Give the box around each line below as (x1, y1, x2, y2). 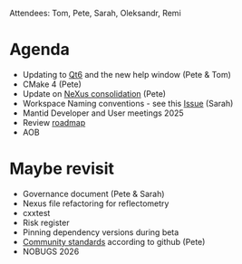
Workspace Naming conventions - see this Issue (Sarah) (22, 98, 234, 108)
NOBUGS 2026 (22, 246, 80, 257)
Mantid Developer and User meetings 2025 (22, 108, 184, 118)
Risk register (22, 217, 70, 228)
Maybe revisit (9, 158, 115, 179)
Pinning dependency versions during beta (22, 226, 179, 238)
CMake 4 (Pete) (22, 79, 82, 90)
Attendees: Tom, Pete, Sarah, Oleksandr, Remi (9, 8, 181, 18)
